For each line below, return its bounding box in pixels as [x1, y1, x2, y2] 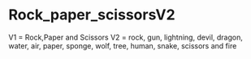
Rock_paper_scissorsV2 [8, 6, 176, 24]
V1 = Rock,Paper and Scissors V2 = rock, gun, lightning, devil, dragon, [8, 32, 244, 42]
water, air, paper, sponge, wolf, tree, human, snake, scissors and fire [8, 40, 237, 50]
